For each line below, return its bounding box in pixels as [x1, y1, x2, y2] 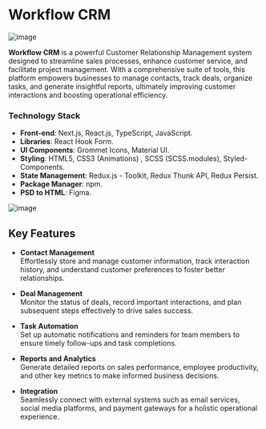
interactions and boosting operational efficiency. [8, 90, 168, 99]
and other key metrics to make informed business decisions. [19, 371, 220, 381]
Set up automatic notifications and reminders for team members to [19, 330, 240, 339]
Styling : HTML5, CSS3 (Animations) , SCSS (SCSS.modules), [19, 154, 222, 163]
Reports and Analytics [19, 354, 96, 363]
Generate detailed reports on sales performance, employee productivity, [19, 363, 259, 372]
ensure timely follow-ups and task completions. [19, 339, 177, 348]
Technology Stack [8, 110, 81, 121]
